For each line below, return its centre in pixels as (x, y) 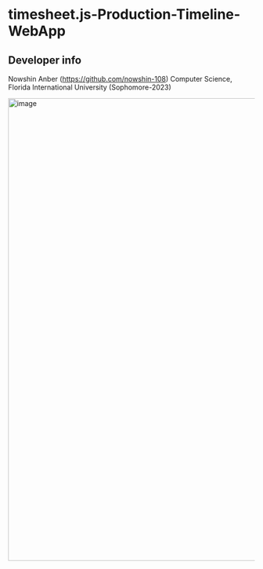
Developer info (45, 60)
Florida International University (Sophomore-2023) (90, 87)
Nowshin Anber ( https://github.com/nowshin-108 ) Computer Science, (120, 79)
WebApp (37, 31)
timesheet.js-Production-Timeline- (124, 15)
